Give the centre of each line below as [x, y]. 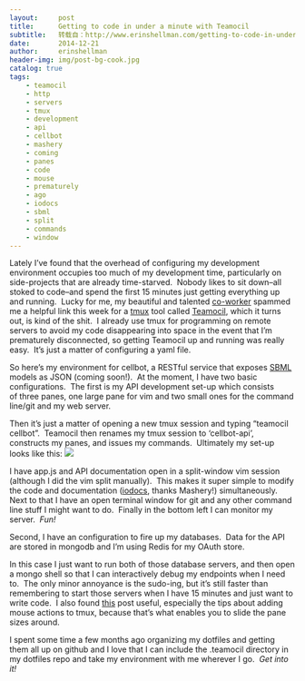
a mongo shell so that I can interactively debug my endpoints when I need [148, 574]
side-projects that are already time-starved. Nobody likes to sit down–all [146, 282]
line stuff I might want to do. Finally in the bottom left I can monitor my [142, 510]
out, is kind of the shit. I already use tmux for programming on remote [140, 321]
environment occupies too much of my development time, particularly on [145, 272]
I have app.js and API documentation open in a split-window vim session [145, 471]
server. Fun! [33, 519]
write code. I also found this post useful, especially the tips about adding [146, 603]
